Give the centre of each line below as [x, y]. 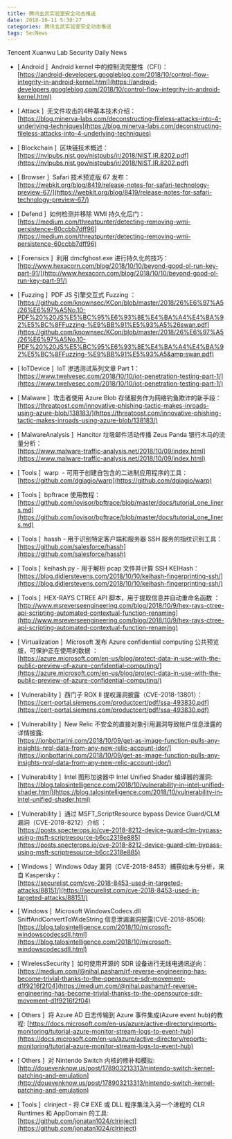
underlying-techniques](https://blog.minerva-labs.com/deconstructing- [119, 126]
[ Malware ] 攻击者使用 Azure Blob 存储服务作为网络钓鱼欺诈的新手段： [119, 398]
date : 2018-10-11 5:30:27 [44, 20]
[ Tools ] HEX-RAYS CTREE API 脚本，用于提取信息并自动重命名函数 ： [118, 598]
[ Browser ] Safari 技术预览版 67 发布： [73, 177]
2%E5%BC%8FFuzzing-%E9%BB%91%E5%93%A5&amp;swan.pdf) [116, 355]
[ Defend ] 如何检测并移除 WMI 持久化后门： [81, 214]
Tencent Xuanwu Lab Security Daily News [67, 53]
